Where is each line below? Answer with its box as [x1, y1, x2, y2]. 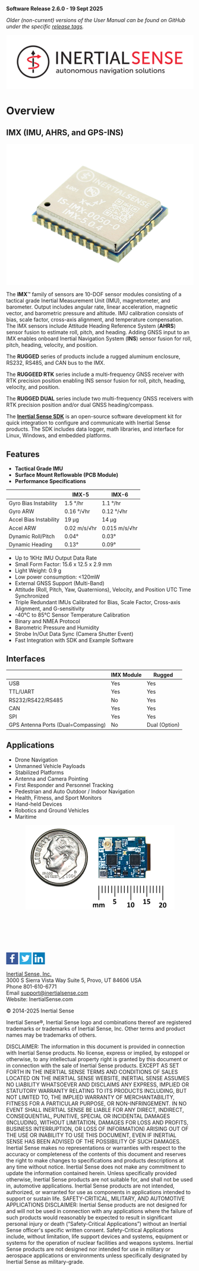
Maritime [14, 813, 37, 820]
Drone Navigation [14, 756, 58, 763]
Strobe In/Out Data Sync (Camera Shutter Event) [14, 630, 134, 637]
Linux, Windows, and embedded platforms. [6, 432, 112, 439]
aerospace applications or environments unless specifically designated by [6, 1251, 188, 1259]
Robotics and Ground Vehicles [14, 807, 89, 814]
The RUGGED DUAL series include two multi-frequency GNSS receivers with [6, 395, 194, 402]
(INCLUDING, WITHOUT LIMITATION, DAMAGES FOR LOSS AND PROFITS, [6, 1118, 189, 1126]
